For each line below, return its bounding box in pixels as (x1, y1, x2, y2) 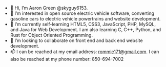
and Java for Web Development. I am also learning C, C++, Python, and (10, 27, 161, 33)
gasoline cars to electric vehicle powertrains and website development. (10, 16, 161, 21)
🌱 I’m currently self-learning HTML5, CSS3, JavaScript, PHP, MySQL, (10, 21, 156, 27)
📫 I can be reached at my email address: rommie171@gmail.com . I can (10, 49, 159, 55)
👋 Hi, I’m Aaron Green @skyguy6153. (10, 5, 88, 11)
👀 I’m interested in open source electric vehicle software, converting (10, 10, 155, 16)
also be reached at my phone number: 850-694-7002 (10, 56, 124, 62)
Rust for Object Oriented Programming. (10, 32, 93, 38)
